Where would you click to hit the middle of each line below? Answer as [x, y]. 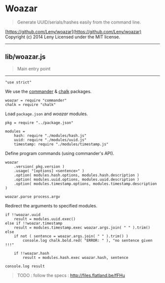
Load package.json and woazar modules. [47, 114]
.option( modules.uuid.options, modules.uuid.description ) [77, 180]
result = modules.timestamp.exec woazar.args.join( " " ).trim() [82, 228]
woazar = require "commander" [36, 100]
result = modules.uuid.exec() [45, 219]
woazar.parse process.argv [33, 197]
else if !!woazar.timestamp [34, 223]
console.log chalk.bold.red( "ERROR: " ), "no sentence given [88, 240]
